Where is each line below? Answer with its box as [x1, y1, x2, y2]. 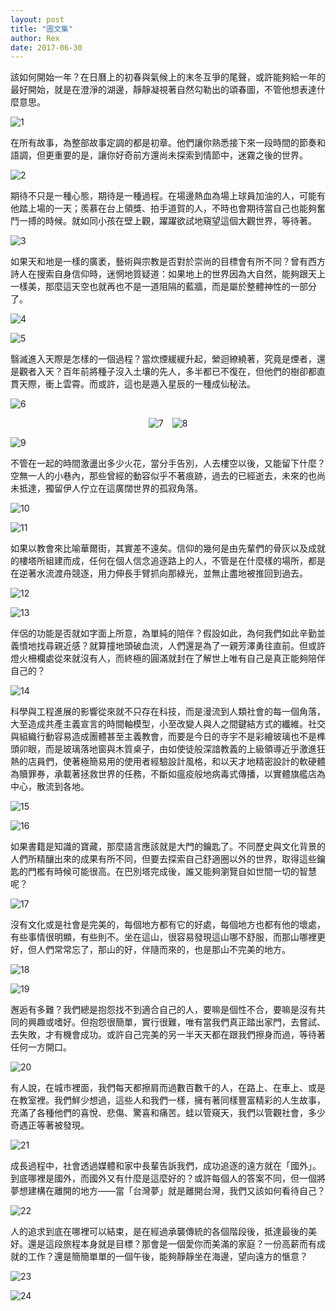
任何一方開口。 [10, 1041, 72, 1053]
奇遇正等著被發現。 [10, 1119, 90, 1131]
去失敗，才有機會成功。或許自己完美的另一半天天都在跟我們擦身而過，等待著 [10, 1029, 326, 1041]
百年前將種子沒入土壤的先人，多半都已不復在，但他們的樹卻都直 [62, 366, 326, 378]
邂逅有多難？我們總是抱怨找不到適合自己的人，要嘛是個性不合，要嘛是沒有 [10, 1004, 317, 1016]
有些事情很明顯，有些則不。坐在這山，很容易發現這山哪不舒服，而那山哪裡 [10, 931, 317, 943]
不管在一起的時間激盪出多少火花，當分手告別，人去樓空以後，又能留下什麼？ [10, 457, 326, 470]
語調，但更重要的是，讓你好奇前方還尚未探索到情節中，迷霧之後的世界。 [10, 149, 308, 161]
